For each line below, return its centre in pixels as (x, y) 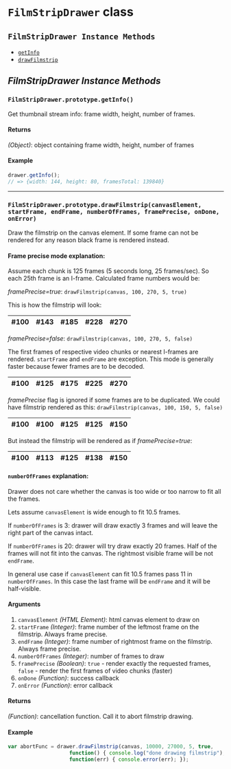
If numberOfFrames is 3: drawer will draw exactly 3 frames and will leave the (113, 525)
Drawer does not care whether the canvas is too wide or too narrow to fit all (114, 491)
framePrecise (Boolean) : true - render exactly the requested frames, (114, 663)
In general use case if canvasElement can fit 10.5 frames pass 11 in (100, 574)
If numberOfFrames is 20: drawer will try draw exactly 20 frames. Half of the (112, 546)
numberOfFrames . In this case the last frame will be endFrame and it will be (109, 581)
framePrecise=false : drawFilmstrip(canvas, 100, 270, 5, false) (100, 338)
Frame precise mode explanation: (57, 256)
